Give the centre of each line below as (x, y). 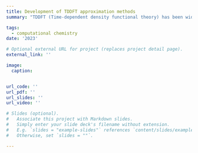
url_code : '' (22, 87)
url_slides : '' (25, 98)
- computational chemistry (44, 33)
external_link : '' (29, 55)
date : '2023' (22, 39)
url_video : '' (24, 103)
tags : (13, 28)
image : (14, 65)
